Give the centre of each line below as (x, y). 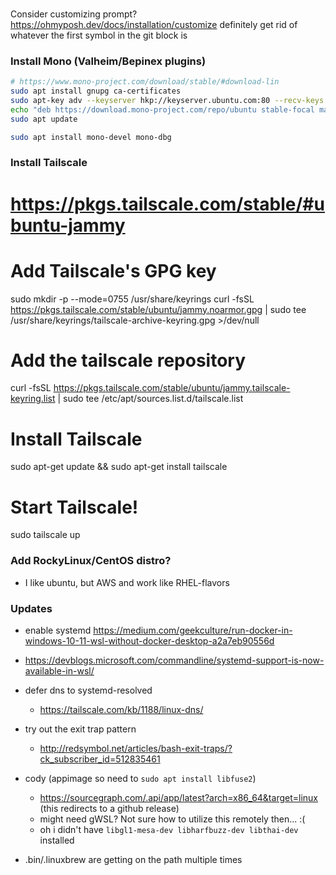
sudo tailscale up (45, 535)
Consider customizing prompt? (74, 14)
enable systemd (58, 630)
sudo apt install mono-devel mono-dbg (91, 137)
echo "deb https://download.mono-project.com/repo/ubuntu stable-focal (162, 109)
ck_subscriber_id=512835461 (100, 759)
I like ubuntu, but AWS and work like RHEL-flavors (127, 582)
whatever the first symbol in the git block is (99, 35)
